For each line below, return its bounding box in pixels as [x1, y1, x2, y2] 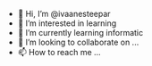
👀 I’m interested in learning [17, 18, 117, 29]
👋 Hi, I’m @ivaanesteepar [17, 9, 111, 19]
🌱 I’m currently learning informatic [17, 28, 144, 37]
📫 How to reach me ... [17, 47, 101, 57]
